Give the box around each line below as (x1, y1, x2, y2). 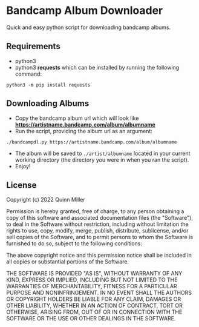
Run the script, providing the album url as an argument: (15, 127, 152, 134)
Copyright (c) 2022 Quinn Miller (6, 196, 86, 203)
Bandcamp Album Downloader (6, 4, 163, 18)
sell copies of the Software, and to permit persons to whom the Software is (6, 234, 194, 241)
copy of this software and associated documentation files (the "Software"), (6, 214, 194, 222)
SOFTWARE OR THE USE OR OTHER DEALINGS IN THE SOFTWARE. (6, 315, 176, 322)
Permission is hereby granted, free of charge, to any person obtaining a (6, 208, 184, 215)
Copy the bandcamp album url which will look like (15, 114, 139, 122)
